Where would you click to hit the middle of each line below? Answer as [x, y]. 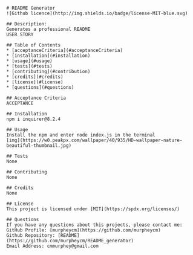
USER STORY [20, 34]
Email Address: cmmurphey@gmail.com [52, 246]
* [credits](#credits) [35, 77]
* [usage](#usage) [29, 61]
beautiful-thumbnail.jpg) [39, 146]
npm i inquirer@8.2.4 [34, 119]
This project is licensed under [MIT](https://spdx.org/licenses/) [93, 209]
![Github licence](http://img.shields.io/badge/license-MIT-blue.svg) [97, 13]
